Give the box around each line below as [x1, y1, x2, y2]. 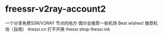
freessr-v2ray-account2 [5, 3, 106, 15]
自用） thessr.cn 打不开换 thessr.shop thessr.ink [13, 26, 110, 32]
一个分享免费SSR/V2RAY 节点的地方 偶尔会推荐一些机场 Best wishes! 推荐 [5, 20, 154, 26]
